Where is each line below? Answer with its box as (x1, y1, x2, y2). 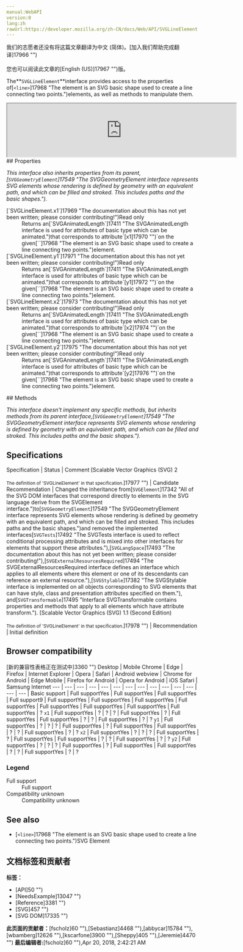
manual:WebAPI (6, 9, 43, 15)
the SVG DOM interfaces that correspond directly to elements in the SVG (6, 492, 189, 500)
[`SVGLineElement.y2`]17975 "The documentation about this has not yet (6, 344, 187, 351)
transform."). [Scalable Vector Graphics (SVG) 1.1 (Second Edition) (6, 609, 172, 616)
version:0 (6, 15, 32, 21)
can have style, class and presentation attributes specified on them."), (6, 589, 183, 597)
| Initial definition (6, 629, 48, 636)
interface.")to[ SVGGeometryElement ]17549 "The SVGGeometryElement (6, 505, 179, 512)
